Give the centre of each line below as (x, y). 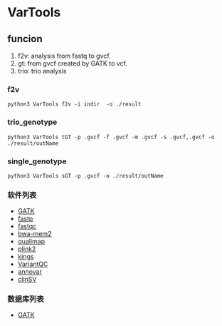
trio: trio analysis (42, 71)
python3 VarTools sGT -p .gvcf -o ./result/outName (85, 175)
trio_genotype (32, 122)
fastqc (27, 226)
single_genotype (37, 161)
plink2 (27, 249)
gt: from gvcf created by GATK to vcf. (73, 63)
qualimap (31, 241)
